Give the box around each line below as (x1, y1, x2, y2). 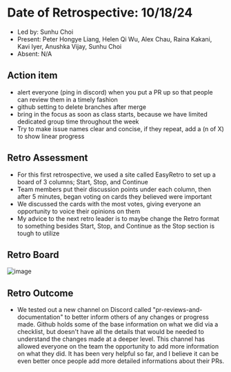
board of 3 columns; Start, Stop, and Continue (17, 177, 148, 186)
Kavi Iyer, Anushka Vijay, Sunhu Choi (17, 42, 122, 50)
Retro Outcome (7, 287, 74, 299)
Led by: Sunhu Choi (17, 28, 74, 36)
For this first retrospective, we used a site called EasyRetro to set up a (17, 170, 216, 179)
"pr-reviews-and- (152, 306, 203, 314)
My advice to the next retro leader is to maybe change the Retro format (17, 214, 219, 222)
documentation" (17, 313, 63, 322)
